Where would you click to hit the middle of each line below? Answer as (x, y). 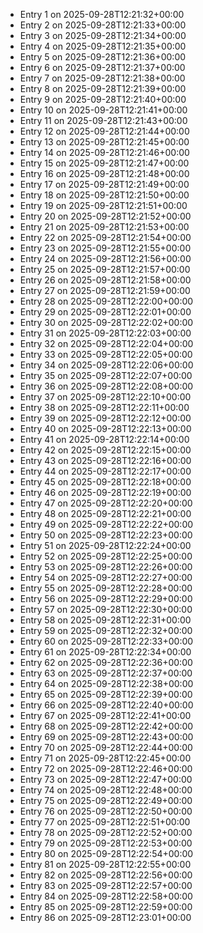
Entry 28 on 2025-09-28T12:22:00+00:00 (106, 301)
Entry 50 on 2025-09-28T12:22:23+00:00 (106, 535)
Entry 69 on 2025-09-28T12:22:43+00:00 (106, 737)
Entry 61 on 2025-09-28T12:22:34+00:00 (105, 652)
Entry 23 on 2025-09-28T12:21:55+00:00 (105, 248)
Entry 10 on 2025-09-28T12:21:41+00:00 (103, 110)
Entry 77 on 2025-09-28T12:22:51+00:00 (105, 822)
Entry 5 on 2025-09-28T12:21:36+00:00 (103, 57)
